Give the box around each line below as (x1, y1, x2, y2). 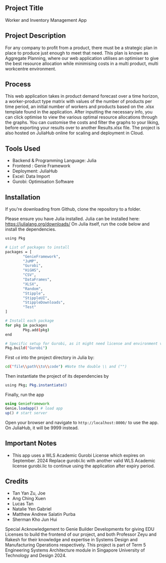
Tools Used (5, 144, 41, 153)
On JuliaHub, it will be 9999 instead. (5, 425, 79, 431)
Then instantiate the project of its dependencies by (5, 373, 109, 379)
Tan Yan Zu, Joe (12, 490, 46, 496)
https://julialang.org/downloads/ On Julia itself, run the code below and (5, 221, 150, 227)
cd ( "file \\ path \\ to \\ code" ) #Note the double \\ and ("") (5, 364, 127, 369)
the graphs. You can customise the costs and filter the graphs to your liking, (5, 119, 160, 125)
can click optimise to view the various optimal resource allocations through (5, 114, 158, 120)
